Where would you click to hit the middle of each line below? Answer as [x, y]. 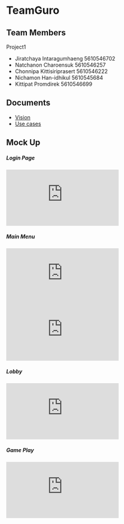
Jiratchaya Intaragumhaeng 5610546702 [65, 58]
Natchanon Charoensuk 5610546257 [60, 65]
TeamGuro [33, 10]
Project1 [16, 47]
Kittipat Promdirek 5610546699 [54, 84]
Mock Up [23, 142]
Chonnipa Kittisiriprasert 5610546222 [61, 71]
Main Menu [21, 236]
